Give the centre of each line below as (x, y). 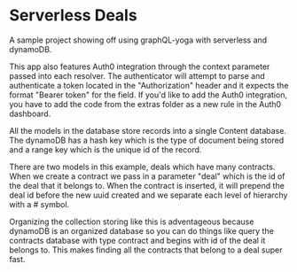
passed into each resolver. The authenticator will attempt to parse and (137, 75)
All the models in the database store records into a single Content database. (148, 130)
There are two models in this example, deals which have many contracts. (142, 167)
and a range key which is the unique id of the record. (106, 149)
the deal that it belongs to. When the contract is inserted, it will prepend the (147, 185)
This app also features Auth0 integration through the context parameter (140, 66)
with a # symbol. (39, 204)
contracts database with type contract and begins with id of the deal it (137, 240)
